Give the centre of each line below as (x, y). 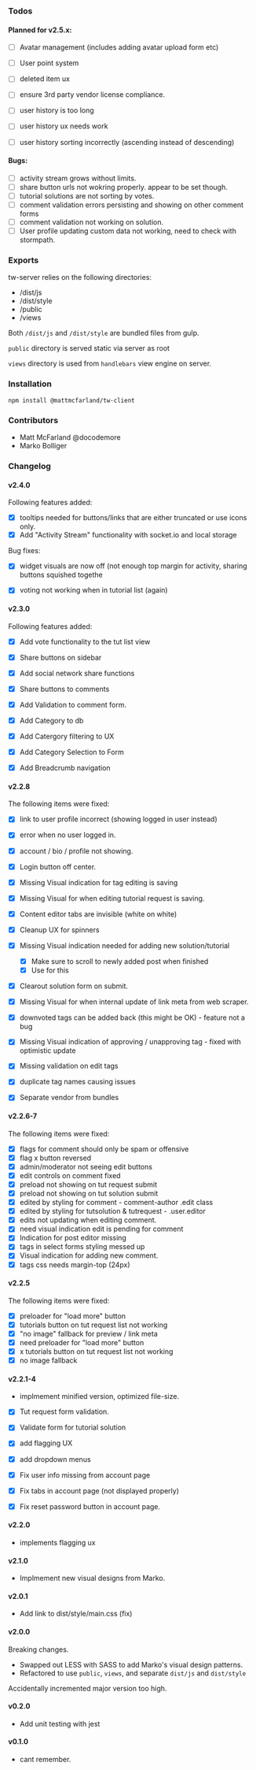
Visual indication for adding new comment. (89, 1255)
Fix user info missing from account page (85, 1474)
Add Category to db (51, 720)
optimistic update (48, 1050)
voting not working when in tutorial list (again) (93, 590)
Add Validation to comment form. (73, 705)
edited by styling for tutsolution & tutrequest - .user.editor (112, 1211)
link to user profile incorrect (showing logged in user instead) (118, 819)
